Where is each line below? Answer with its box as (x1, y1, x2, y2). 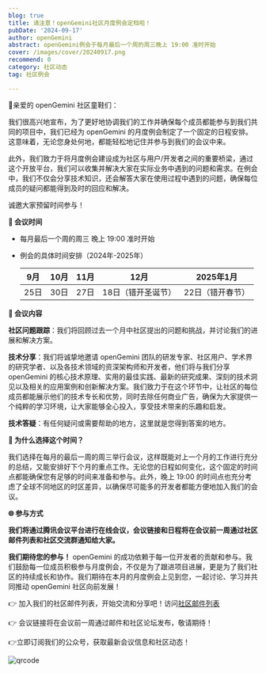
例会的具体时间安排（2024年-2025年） (19, 250, 148, 260)
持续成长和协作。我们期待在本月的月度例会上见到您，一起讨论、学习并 (21, 572, 251, 581)
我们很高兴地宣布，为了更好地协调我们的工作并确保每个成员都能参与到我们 (8, 116, 251, 127)
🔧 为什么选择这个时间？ (8, 435, 85, 444)
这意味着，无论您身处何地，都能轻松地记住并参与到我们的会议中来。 (8, 136, 230, 146)
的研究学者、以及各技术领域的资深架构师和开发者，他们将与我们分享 (8, 362, 230, 371)
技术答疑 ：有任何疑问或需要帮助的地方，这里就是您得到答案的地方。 (8, 418, 230, 428)
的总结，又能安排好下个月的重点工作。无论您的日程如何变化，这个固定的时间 (8, 462, 258, 471)
